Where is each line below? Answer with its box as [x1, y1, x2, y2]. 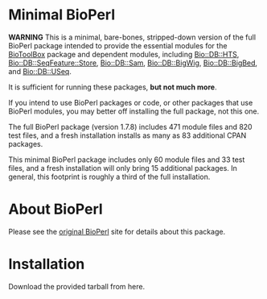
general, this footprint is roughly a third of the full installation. [8, 172, 211, 181]
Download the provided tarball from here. [8, 281, 146, 291]
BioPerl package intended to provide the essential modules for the [8, 40, 228, 50]
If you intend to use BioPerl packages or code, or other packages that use [8, 98, 253, 107]
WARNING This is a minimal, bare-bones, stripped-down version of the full [8, 32, 256, 42]
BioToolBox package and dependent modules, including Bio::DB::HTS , [8, 49, 240, 59]
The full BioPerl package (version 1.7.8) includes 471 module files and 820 [8, 122, 253, 131]
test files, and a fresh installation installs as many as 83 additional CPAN [8, 131, 247, 140]
